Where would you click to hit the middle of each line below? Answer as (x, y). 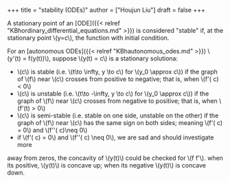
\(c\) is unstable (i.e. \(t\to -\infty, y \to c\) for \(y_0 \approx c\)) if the (113, 93)
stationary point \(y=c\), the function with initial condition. (88, 38)
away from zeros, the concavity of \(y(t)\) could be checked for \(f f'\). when (115, 158)
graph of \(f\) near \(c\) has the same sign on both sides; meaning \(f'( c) (120, 123)
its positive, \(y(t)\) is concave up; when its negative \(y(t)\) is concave (107, 165)
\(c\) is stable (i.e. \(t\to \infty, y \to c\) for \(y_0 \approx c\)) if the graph (117, 72)
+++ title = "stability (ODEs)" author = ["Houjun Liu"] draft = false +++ (106, 10)
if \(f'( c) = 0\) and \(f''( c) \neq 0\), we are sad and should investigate (115, 137)
